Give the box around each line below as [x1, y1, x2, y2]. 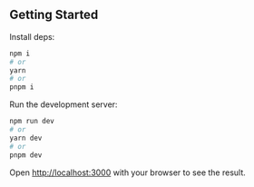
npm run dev [9, 117, 54, 126]
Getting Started [9, 7, 99, 23]
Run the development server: [9, 99, 118, 110]
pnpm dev [9, 150, 43, 160]
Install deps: [9, 31, 55, 42]
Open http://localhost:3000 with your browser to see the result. [9, 167, 247, 178]
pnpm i [9, 83, 34, 92]
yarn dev [9, 133, 43, 143]
